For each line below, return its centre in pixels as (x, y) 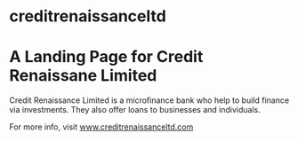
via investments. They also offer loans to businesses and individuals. (135, 110)
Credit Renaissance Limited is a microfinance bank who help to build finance (149, 100)
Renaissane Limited (83, 76)
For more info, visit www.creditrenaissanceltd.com (101, 127)
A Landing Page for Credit (106, 57)
